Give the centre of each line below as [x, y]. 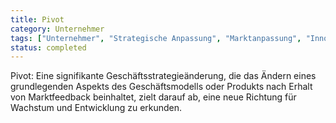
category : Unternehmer [57, 29]
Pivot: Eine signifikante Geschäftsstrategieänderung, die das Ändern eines [163, 76]
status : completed [48, 47]
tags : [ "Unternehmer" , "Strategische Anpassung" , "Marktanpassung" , [156, 38]
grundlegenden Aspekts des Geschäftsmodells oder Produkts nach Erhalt [161, 87]
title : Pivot [37, 19]
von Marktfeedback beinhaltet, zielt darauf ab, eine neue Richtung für [153, 97]
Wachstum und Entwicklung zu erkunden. [96, 108]
